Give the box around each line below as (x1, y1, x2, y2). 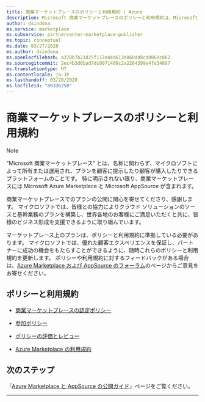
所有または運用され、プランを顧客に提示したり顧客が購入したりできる (21, 167, 198, 174)
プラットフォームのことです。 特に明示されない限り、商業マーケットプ (6, 175, 184, 182)
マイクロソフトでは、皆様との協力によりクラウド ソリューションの (18, 203, 185, 210)
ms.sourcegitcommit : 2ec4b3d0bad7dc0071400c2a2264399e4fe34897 (6, 60, 171, 66)
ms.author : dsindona (6, 49, 59, 55)
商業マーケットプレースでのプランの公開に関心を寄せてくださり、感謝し (6, 195, 188, 202)
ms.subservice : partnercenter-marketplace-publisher (6, 32, 143, 38)
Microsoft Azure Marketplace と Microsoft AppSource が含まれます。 (23, 182, 197, 189)
